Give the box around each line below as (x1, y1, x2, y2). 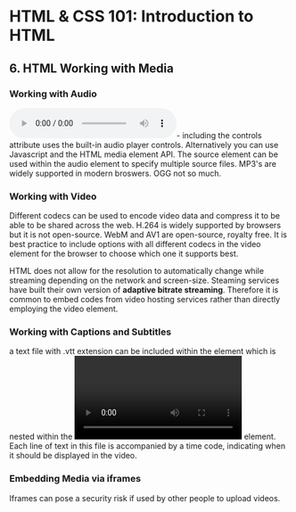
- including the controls (177, 129, 262, 140)
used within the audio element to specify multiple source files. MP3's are (9, 158, 276, 169)
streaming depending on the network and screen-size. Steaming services (9, 275, 280, 286)
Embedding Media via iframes (9, 473, 141, 485)
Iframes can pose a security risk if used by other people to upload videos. (9, 492, 281, 503)
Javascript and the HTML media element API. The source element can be (9, 149, 279, 160)
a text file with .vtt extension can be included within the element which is (9, 346, 276, 357)
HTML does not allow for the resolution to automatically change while (9, 266, 265, 277)
